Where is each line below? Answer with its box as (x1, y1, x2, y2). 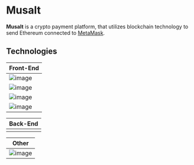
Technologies (6, 47, 58, 57)
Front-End (9, 64, 40, 72)
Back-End (9, 119, 38, 127)
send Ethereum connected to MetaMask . (6, 29, 105, 36)
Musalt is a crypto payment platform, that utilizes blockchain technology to (6, 23, 189, 30)
